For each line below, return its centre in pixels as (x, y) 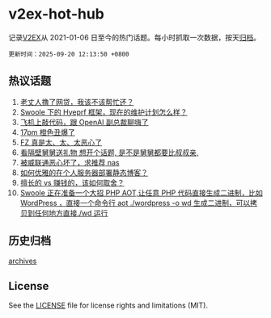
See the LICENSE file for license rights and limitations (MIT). (108, 305)
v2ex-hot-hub (57, 14)
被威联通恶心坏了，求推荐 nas (70, 162)
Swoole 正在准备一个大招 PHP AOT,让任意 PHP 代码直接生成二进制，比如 (141, 192)
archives (23, 261)
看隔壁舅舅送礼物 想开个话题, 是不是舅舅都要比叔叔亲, (109, 152)
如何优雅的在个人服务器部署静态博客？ (84, 172)
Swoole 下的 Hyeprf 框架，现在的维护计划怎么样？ (104, 112)
